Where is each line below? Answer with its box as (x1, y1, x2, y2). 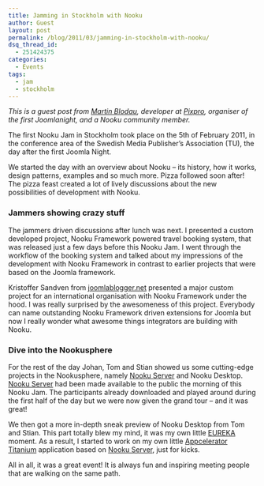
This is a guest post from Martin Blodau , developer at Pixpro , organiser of (8, 107, 248, 116)
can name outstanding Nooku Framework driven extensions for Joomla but (8, 307, 251, 317)
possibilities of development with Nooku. (8, 187, 140, 198)
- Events (15, 63, 44, 71)
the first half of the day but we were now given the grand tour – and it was (8, 396, 248, 405)
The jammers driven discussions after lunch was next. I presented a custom (8, 225, 254, 235)
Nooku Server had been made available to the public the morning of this (8, 379, 243, 388)
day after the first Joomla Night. (8, 147, 112, 156)
